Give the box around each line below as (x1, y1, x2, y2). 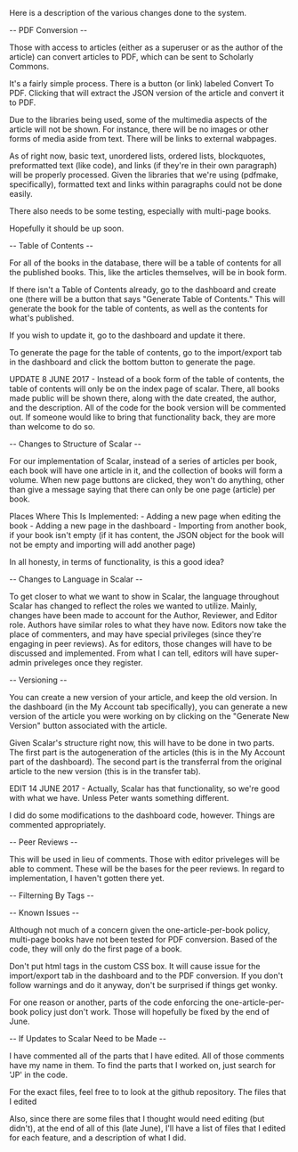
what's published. (9, 313, 75, 323)
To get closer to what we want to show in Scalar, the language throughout (9, 592, 280, 601)
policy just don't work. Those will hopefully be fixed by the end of (29, 1007, 270, 1017)
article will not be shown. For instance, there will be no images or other (9, 124, 269, 135)
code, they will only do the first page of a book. (9, 944, 182, 954)
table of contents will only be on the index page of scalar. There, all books (9, 383, 280, 394)
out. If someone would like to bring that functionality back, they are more (9, 412, 276, 422)
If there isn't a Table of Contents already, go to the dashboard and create (9, 284, 277, 295)
